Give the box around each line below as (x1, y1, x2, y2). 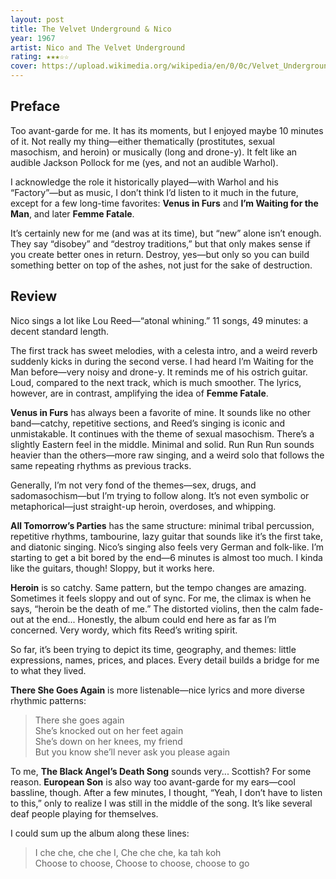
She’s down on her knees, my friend (34, 735, 183, 747)
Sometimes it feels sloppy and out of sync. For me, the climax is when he (10, 592, 312, 604)
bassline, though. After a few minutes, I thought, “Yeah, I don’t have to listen (10, 786, 323, 798)
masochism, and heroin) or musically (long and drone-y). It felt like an (10, 146, 298, 158)
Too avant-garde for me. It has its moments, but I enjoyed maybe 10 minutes (10, 124, 324, 136)
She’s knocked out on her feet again (34, 724, 184, 736)
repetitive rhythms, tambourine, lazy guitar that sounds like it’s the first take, (10, 530, 324, 542)
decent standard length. (10, 325, 110, 337)
